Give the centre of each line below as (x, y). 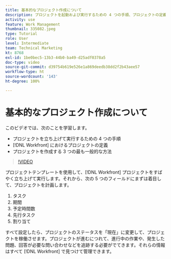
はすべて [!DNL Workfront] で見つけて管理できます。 (60, 251)
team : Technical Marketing (34, 48)
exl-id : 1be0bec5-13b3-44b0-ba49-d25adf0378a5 (55, 57)
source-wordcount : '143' (32, 77)
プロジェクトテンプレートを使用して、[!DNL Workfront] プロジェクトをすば (84, 172)
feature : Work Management (33, 24)
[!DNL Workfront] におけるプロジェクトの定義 (60, 145)
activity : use (20, 19)
